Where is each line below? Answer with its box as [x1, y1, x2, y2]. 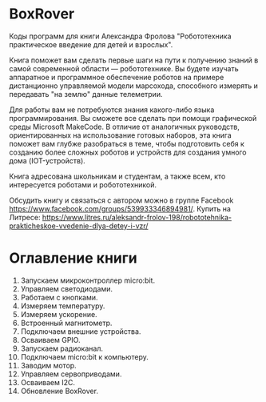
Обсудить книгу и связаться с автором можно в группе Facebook [9, 195, 234, 205]
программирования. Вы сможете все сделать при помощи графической [9, 113, 257, 123]
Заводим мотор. [20, 360, 77, 370]
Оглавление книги [9, 249, 138, 267]
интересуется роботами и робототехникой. [9, 179, 157, 189]
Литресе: [9, 212, 41, 222]
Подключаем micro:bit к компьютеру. [20, 352, 149, 361]
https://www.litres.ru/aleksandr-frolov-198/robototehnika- [42, 212, 232, 222]
